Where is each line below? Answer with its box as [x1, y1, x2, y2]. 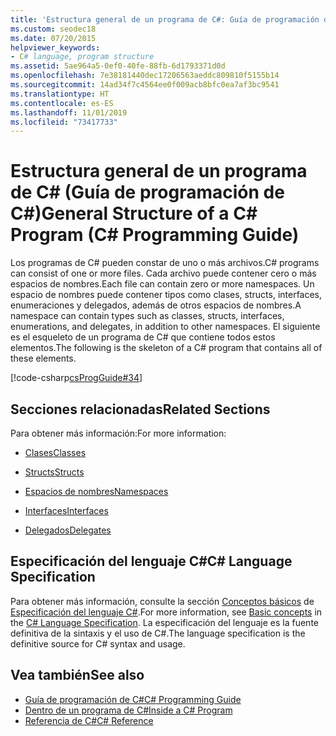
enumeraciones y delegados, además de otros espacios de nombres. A [10, 299, 302, 311]
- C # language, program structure [10, 52, 155, 62]
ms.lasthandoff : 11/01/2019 [10, 107, 128, 118]
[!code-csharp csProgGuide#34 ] [10, 372, 143, 384]
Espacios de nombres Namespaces [24, 486, 169, 497]
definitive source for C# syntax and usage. [10, 637, 186, 650]
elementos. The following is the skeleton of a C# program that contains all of [10, 342, 323, 354]
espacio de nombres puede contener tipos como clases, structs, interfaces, [10, 289, 323, 301]
